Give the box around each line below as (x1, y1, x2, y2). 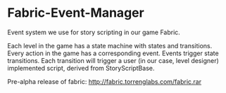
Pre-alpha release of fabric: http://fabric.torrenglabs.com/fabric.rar (7, 77, 202, 85)
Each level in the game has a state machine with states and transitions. (7, 41, 213, 50)
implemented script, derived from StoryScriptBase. (7, 64, 155, 72)
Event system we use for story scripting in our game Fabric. (7, 28, 181, 36)
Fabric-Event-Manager (7, 5, 144, 21)
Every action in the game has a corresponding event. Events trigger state (7, 49, 220, 57)
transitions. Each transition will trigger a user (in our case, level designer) (7, 56, 220, 64)
